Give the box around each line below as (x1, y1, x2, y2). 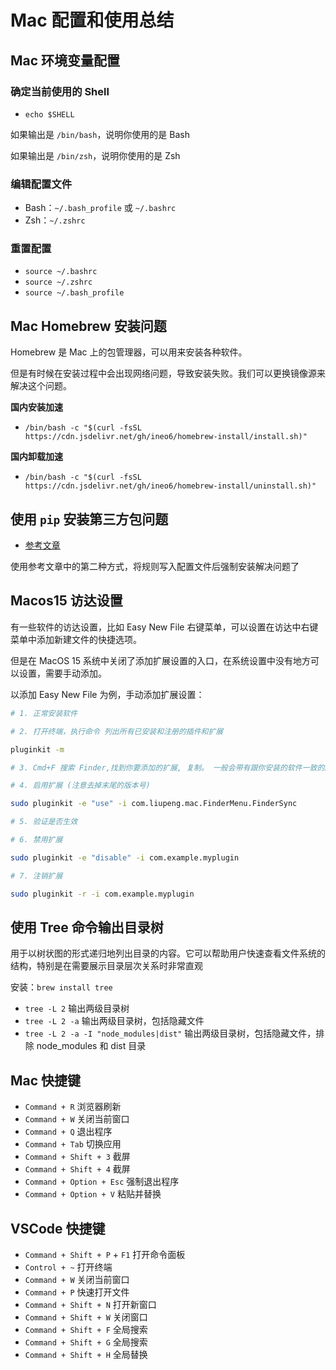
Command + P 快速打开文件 (24, 1286, 130, 1298)
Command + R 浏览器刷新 (24, 1101, 122, 1113)
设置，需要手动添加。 (18, 667, 107, 679)
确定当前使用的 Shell (10, 84, 110, 98)
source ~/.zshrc (24, 277, 93, 288)
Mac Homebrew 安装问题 (10, 317, 167, 335)
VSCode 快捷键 (10, 1220, 106, 1237)
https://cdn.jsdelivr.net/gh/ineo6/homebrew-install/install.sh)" (24, 432, 308, 442)
